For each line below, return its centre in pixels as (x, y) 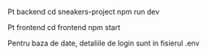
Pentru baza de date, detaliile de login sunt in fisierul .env (104, 43)
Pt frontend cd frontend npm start (64, 27)
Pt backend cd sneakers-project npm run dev (84, 12)
